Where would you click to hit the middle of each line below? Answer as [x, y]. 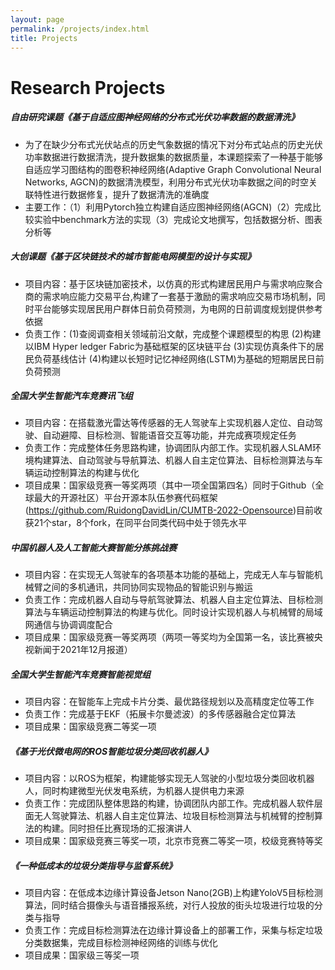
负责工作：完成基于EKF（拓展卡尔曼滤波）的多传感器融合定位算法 [160, 714]
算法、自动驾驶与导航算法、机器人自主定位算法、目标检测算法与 [183, 460]
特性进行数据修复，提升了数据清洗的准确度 [121, 194]
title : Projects [44, 38]
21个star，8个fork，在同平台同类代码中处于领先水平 [140, 523]
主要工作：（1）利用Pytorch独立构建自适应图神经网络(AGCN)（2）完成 [168, 207]
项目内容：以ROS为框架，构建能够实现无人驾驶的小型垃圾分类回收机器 [169, 778]
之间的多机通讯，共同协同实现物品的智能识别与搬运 [147, 587]
